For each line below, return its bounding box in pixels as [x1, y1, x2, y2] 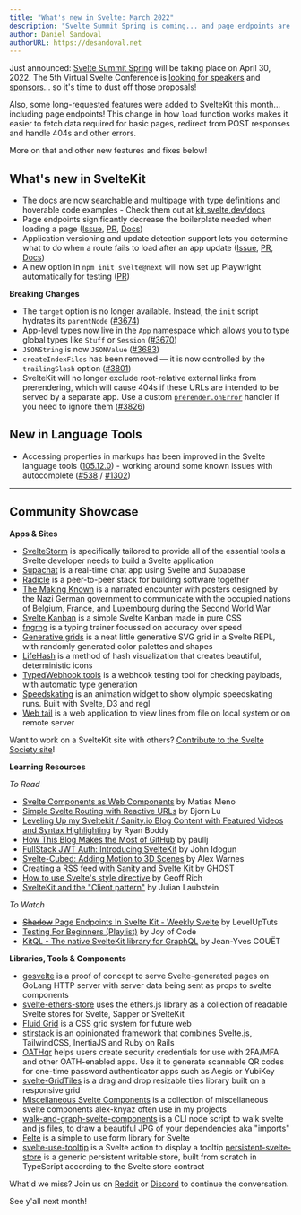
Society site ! [9, 743, 56, 754]
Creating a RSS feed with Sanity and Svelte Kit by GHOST [21, 863, 235, 873]
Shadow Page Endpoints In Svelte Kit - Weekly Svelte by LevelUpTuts [21, 916, 279, 927]
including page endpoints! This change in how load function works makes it [9, 108, 288, 119]
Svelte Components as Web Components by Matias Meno [21, 795, 236, 807]
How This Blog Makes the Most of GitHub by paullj [21, 834, 209, 845]
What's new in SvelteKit [9, 171, 146, 187]
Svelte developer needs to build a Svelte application [21, 555, 215, 566]
